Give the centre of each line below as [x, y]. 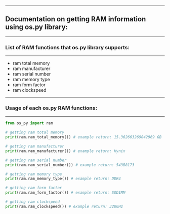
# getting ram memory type [34, 174]
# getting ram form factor [34, 188]
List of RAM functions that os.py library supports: [68, 47]
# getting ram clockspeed [32, 202]
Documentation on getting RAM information [76, 19]
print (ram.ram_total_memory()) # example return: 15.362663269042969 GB [83, 137]
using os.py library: [37, 27]
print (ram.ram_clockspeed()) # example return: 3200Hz [64, 206]
